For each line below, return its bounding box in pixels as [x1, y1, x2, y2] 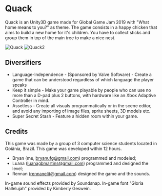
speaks [12, 82, 27, 88]
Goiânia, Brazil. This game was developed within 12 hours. [5, 146, 122, 151]
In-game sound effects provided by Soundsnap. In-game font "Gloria [5, 180, 144, 186]
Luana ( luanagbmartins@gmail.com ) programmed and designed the [12, 160, 149, 166]
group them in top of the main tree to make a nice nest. [5, 35, 116, 41]
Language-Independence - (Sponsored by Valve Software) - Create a [12, 72, 152, 77]
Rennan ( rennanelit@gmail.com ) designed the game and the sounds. [12, 171, 150, 176]
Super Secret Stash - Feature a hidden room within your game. [12, 113, 138, 119]
